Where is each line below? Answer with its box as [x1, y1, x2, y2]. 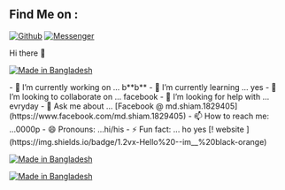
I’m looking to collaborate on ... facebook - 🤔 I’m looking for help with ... [9, 91, 270, 102]
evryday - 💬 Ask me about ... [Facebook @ [9, 101, 164, 111]
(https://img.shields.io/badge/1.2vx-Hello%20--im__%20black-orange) [9, 136, 267, 147]
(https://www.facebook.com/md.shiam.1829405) [9, 110, 187, 121]
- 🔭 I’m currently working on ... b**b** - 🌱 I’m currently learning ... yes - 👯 [9, 81, 277, 92]
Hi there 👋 [9, 48, 46, 58]
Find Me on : [9, 7, 79, 22]
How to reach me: [204, 110, 270, 121]
